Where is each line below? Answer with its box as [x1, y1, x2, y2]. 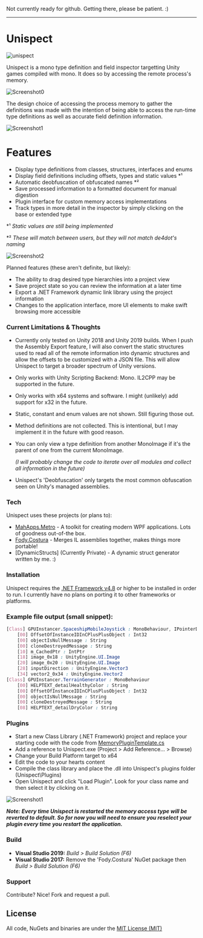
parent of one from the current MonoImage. [14, 447, 124, 454]
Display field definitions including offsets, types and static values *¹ [14, 172, 183, 179]
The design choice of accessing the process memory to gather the [6, 100, 173, 107]
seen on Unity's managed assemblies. [14, 483, 111, 490]
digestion [14, 191, 39, 198]
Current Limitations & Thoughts [6, 323, 101, 331]
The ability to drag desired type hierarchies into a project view [14, 275, 170, 283]
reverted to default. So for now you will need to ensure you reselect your [6, 814, 192, 821]
